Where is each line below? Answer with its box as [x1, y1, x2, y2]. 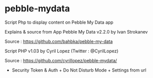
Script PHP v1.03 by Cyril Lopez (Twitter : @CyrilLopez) [4, 48, 119, 54]
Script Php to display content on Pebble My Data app [4, 19, 114, 25]
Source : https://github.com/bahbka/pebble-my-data [4, 38, 113, 44]
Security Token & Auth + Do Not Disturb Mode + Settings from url [11, 67, 147, 73]
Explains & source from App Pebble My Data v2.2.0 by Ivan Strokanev [4, 29, 148, 35]
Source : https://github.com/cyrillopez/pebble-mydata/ [4, 57, 118, 63]
